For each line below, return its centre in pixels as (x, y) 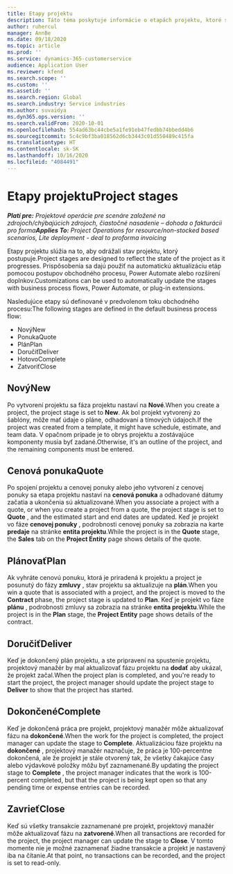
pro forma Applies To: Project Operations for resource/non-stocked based (113, 230)
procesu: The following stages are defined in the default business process (112, 309)
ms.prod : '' (24, 53)
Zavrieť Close (36, 809)
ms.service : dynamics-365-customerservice (69, 59)
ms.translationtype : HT (42, 143)
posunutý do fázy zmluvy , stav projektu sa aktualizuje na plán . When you (112, 585)
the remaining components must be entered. (71, 449)
